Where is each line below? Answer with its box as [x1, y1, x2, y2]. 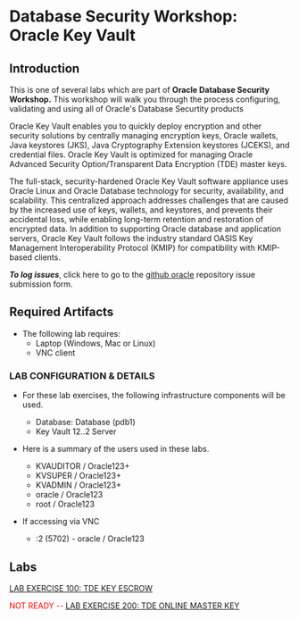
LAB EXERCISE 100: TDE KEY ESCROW [9, 582, 154, 593]
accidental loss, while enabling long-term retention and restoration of [9, 214, 264, 224]
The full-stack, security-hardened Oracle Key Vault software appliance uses [9, 176, 288, 187]
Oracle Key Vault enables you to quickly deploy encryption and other [9, 121, 262, 131]
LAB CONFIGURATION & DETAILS [9, 369, 155, 381]
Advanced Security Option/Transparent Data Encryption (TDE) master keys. [9, 159, 287, 169]
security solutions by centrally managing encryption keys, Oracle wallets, [9, 130, 278, 140]
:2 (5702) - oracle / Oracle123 [35, 533, 145, 544]
